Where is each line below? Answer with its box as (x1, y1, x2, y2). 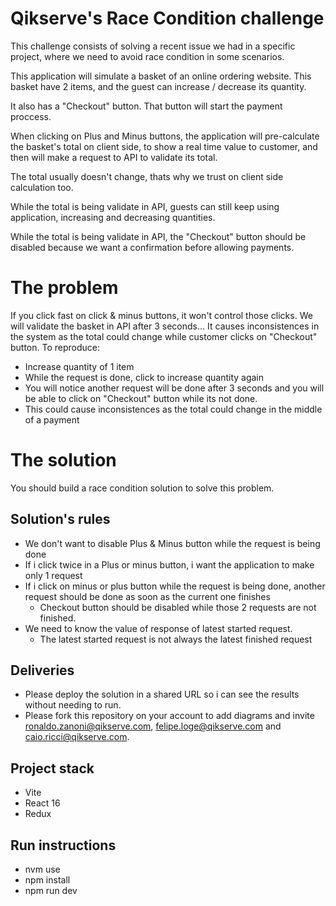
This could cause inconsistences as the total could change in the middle (24, 403, 323, 415)
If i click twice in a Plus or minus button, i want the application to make (24, 558, 315, 571)
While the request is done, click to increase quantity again (24, 371, 265, 383)
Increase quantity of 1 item (24, 360, 135, 372)
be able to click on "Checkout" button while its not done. (24, 392, 258, 404)
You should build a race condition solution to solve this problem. (10, 482, 275, 494)
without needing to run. (24, 699, 122, 711)
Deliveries (10, 662, 75, 679)
